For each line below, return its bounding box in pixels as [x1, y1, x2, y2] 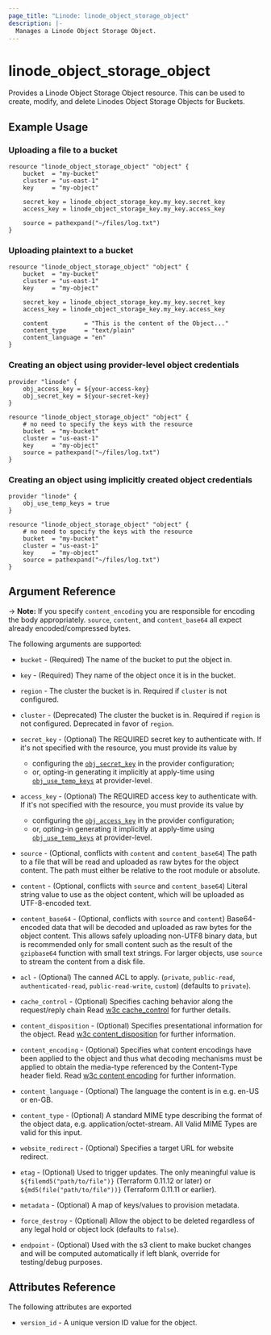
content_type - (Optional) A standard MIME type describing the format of [19, 1110, 263, 1120]
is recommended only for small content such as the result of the [19, 939, 233, 949]
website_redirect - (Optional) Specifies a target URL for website [19, 1143, 234, 1153]
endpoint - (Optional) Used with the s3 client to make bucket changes [19, 1240, 252, 1249]
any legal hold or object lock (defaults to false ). [19, 1224, 179, 1234]
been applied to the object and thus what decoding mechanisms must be [19, 1053, 263, 1063]
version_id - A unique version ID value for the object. [19, 1317, 198, 1327]
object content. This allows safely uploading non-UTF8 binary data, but [19, 931, 257, 941]
